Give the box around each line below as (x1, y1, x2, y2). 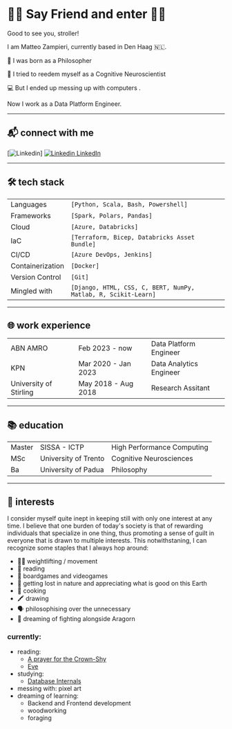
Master (10, 442, 34, 452)
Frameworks (10, 210, 51, 220)
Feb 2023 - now (78, 343, 133, 353)
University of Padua (40, 465, 104, 475)
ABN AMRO (10, 343, 48, 353)
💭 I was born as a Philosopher (7, 56, 92, 64)
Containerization (10, 261, 64, 271)
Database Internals (27, 677, 81, 685)
